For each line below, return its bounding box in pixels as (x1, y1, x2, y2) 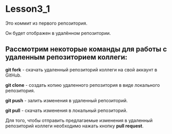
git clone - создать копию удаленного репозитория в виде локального (5, 82, 160, 88)
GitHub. (5, 72, 22, 78)
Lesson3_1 (5, 3, 50, 15)
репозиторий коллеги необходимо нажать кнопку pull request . (5, 123, 144, 129)
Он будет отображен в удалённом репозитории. (5, 30, 111, 36)
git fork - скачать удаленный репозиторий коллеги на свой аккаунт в (5, 66, 158, 72)
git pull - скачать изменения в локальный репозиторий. (5, 107, 127, 113)
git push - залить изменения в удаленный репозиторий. (5, 97, 128, 103)
